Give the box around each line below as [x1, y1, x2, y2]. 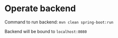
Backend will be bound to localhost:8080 [4, 28, 87, 34]
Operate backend [4, 3, 76, 14]
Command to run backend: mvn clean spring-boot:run [4, 19, 114, 25]
